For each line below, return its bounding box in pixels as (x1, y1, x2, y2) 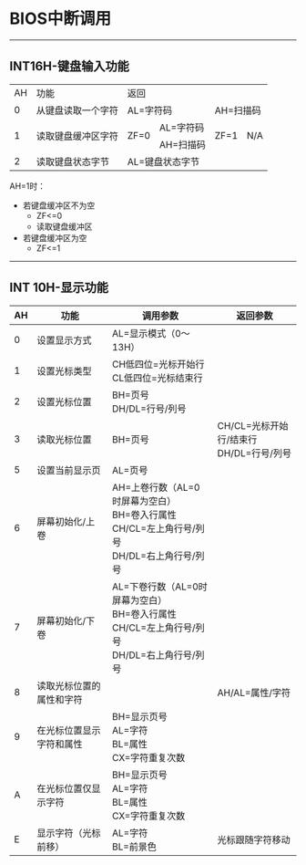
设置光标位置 (36, 395, 92, 408)
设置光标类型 (36, 364, 92, 377)
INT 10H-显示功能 (9, 280, 109, 296)
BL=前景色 (112, 840, 158, 853)
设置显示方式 (36, 334, 92, 347)
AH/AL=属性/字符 (217, 686, 291, 699)
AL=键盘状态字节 (127, 155, 200, 168)
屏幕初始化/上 (36, 515, 96, 527)
